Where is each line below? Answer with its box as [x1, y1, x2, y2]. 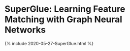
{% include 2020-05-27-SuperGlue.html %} [4, 40, 94, 46]
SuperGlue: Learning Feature [4, 3, 126, 15]
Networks [4, 25, 46, 35]
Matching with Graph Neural [4, 14, 123, 25]
